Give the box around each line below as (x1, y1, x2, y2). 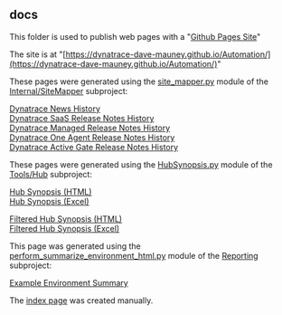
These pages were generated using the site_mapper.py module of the (9, 76, 269, 87)
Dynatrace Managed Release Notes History (9, 122, 171, 133)
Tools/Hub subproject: (9, 168, 93, 179)
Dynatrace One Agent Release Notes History (9, 131, 175, 143)
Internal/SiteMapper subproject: (9, 85, 128, 96)
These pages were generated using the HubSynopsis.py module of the (9, 158, 273, 170)
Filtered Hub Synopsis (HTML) (9, 213, 123, 224)
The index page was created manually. (9, 294, 154, 306)
